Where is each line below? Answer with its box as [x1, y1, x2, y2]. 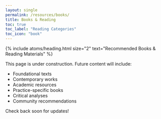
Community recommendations [12, 98, 77, 104]
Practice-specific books [12, 87, 63, 93]
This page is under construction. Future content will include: [5, 61, 132, 67]
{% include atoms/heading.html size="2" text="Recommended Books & [5, 46, 156, 51]
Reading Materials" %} [5, 51, 53, 57]
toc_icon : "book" [5, 31, 42, 36]
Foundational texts [12, 71, 52, 77]
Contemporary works [12, 76, 58, 82]
